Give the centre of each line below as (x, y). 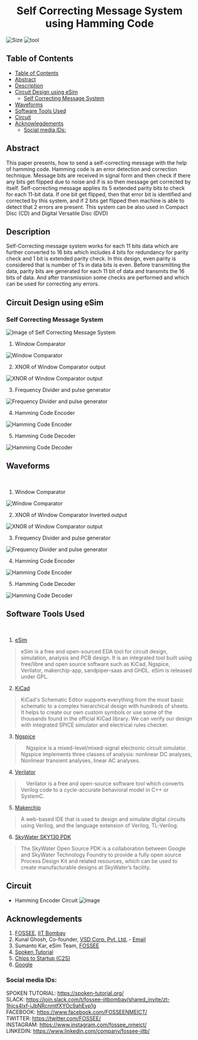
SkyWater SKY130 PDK (43, 837)
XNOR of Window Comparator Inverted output (71, 515)
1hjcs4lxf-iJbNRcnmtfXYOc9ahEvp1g (51, 1006)
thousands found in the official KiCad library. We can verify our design (106, 718)
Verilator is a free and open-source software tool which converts (105, 783)
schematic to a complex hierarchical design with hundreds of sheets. (105, 706)
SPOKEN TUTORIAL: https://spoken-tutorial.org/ (65, 993)
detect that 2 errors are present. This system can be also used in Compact (97, 207)
